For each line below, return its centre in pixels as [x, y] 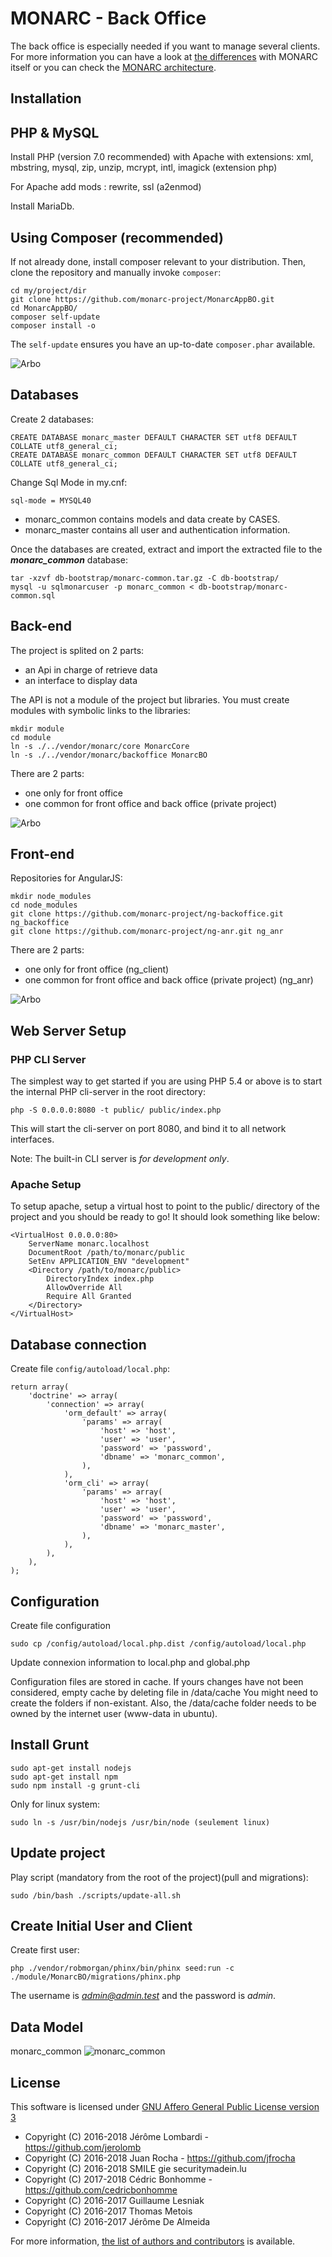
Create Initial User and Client [101, 1926]
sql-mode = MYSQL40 [51, 500]
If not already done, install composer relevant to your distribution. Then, [158, 261]
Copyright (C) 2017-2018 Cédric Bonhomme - [118, 2179]
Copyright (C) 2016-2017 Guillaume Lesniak [114, 2201]
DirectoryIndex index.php [100, 1279]
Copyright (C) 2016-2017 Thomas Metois [108, 2211]
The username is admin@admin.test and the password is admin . [143, 1996]
